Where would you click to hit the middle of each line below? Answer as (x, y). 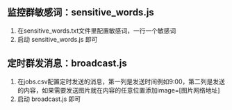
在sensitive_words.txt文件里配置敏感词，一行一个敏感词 (97, 31)
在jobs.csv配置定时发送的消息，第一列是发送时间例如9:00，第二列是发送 (121, 81)
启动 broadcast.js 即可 (49, 99)
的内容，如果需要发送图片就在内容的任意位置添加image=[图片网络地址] (118, 90)
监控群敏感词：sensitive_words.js (81, 13)
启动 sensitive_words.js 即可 (57, 39)
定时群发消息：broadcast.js (67, 64)
